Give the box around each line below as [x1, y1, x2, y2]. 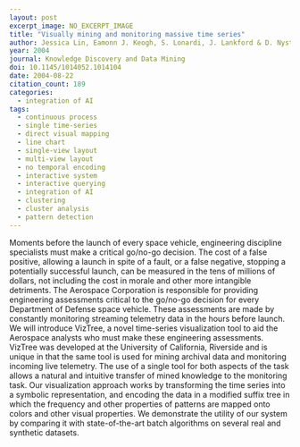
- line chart [17, 138, 66, 147]
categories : [9, 88, 54, 97]
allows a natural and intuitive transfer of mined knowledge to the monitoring [9, 370, 287, 381]
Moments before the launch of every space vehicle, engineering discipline [9, 237, 283, 248]
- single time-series [17, 122, 98, 131]
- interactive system [17, 171, 98, 180]
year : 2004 [9, 46, 50, 55]
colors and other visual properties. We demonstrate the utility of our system [9, 408, 287, 418]
